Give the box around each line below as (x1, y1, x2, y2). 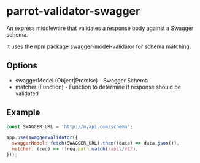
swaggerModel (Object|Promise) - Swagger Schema (15, 76, 148, 84)
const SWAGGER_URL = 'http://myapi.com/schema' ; (6, 123, 133, 129)
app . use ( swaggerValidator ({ (6, 134, 79, 141)
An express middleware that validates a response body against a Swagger (6, 24, 194, 32)
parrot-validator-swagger (6, 4, 140, 18)
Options (6, 60, 38, 71)
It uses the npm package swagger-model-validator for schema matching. (6, 43, 191, 50)
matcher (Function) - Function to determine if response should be (15, 83, 181, 90)
